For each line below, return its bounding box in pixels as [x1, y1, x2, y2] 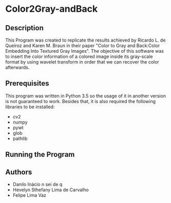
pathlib [12, 135, 28, 141]
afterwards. [5, 65, 30, 70]
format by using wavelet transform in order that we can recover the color [5, 59, 159, 65]
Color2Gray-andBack [5, 3, 98, 15]
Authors [5, 168, 32, 176]
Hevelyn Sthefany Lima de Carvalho [12, 187, 89, 193]
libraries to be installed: [5, 104, 55, 110]
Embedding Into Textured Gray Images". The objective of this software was [5, 48, 164, 54]
